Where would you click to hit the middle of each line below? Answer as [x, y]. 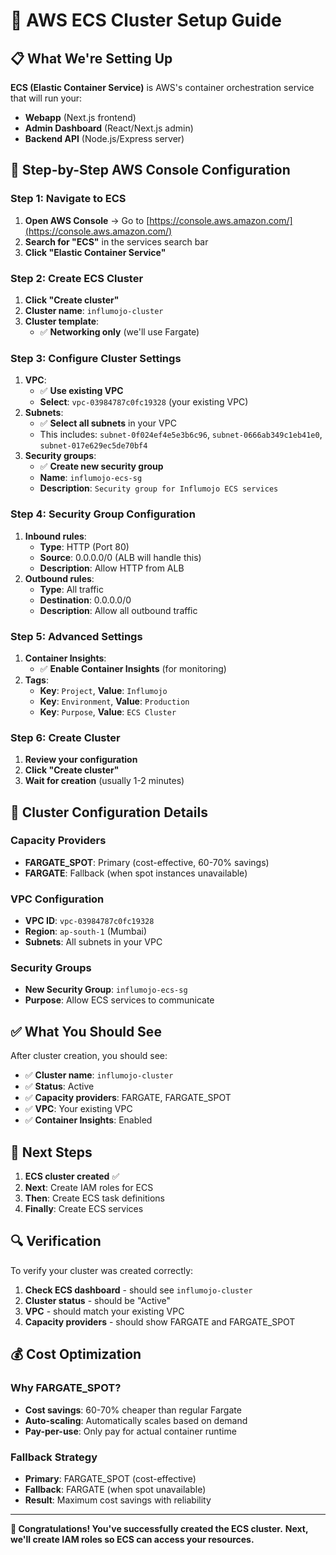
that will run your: [46, 98]
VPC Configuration [57, 899]
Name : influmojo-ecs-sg [91, 478]
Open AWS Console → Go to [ [87, 220]
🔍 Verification [56, 1241]
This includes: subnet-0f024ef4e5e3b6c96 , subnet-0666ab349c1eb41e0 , [181, 435]
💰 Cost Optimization [76, 1354]
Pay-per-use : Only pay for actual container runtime [130, 1431]
